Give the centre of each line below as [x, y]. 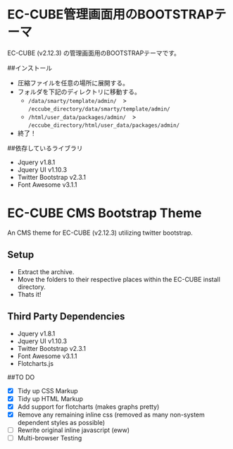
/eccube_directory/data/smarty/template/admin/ [99, 109]
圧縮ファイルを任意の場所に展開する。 [73, 82]
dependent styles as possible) [61, 422]
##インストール [30, 68]
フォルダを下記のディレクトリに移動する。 [79, 92]
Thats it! [29, 294]
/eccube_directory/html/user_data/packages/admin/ [104, 125]
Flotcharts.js [36, 363]
